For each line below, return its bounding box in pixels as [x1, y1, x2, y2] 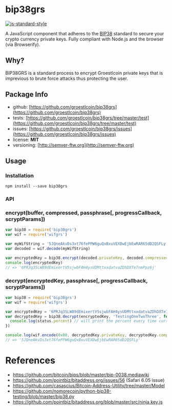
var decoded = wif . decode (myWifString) [5, 246, 91, 252]
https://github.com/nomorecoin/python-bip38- [12, 388, 112, 394]
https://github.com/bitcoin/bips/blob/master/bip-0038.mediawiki [12, 372, 149, 378]
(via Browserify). [5, 41, 40, 47]
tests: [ [12, 114, 28, 121]
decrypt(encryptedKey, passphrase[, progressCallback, [5, 277, 148, 284]
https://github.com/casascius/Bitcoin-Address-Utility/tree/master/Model [12, 382, 165, 388]
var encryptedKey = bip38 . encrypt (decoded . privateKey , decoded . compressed [5, 255, 168, 260]
